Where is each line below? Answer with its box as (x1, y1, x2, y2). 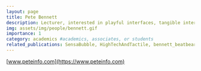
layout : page (6, 8, 39, 15)
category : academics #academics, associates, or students (6, 36, 154, 42)
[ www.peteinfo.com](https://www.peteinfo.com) (6, 57, 125, 65)
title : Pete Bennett (6, 14, 58, 20)
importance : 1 (6, 31, 42, 37)
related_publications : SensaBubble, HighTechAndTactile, (6, 42, 151, 48)
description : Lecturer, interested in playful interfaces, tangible (6, 20, 181, 25)
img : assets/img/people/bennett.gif (6, 25, 98, 31)
